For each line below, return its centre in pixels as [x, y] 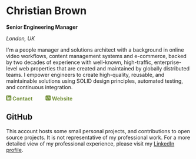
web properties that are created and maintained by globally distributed [104, 68]
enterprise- [168, 62]
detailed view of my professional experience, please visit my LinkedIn [90, 143]
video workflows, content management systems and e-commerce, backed [96, 56]
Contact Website [43, 99]
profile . [15, 150]
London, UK [21, 38]
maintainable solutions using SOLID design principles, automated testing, [95, 81]
